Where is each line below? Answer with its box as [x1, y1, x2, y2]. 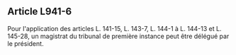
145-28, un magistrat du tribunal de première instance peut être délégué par [7, 32, 230, 40]
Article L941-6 [7, 6, 72, 18]
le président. [7, 39, 44, 48]
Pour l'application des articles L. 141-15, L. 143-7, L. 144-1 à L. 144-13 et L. [7, 24, 222, 32]
